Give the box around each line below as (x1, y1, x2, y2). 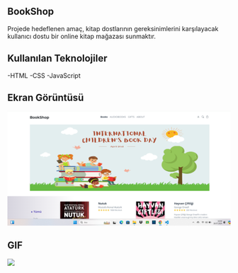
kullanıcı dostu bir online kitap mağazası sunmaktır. (7, 32, 156, 40)
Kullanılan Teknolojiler (7, 52, 108, 64)
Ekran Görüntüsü (7, 92, 84, 104)
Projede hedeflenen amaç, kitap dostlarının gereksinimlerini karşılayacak (7, 24, 219, 33)
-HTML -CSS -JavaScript (7, 71, 81, 80)
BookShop (7, 6, 55, 18)
